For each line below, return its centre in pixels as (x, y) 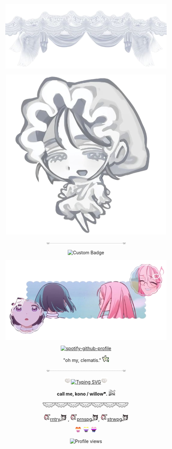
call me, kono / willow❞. (82, 394)
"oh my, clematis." (82, 360)
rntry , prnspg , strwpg (86, 419)
